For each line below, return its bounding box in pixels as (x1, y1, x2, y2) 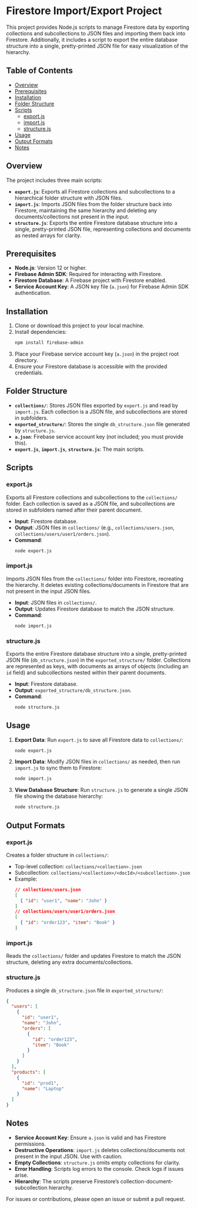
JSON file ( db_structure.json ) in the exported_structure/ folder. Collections (6, 656, 191, 663)
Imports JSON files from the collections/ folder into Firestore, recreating (6, 575, 183, 582)
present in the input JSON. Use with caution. (14, 1153, 123, 1160)
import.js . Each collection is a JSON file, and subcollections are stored (14, 408, 188, 415)
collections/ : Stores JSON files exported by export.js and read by (14, 401, 178, 409)
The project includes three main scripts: (6, 177, 103, 184)
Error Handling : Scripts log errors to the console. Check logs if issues (14, 1165, 184, 1172)
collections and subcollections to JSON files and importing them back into (6, 29, 186, 36)
